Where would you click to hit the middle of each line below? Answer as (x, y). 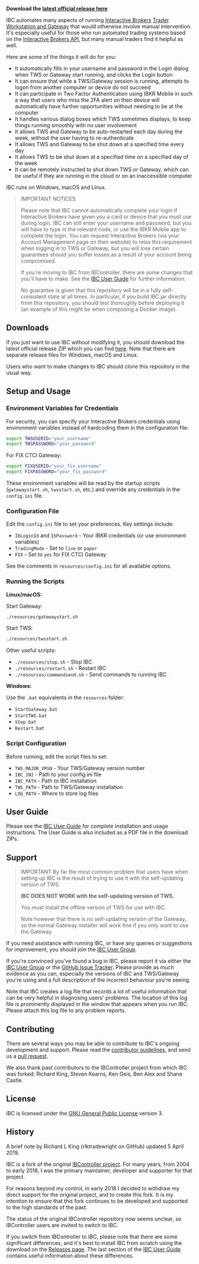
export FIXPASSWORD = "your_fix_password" (57, 472)
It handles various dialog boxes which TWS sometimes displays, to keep (103, 119)
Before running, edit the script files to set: (57, 756)
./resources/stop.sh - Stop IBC (53, 662)
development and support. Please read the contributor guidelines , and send (98, 1050)
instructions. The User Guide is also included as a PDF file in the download (97, 832)
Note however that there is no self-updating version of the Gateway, (103, 919)
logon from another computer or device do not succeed (83, 87)
